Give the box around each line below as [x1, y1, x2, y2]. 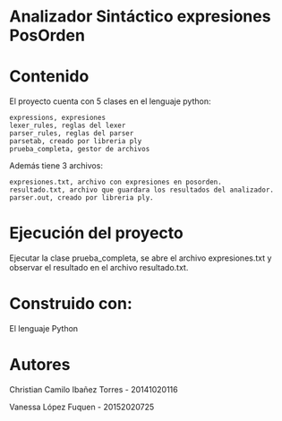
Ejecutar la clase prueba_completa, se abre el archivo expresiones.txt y [9, 253, 272, 263]
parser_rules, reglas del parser [9, 129, 134, 138]
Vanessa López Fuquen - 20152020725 [9, 401, 155, 412]
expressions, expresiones [9, 114, 106, 123]
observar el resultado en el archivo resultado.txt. [9, 262, 189, 273]
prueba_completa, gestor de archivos [9, 145, 150, 154]
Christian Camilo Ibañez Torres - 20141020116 [9, 383, 178, 395]
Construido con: [9, 294, 132, 314]
